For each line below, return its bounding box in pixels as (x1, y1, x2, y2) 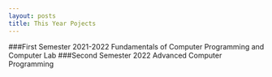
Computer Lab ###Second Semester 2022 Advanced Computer (8, 50, 222, 60)
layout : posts (8, 11, 57, 20)
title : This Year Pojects (8, 19, 96, 28)
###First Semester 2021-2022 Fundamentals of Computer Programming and (8, 41, 265, 51)
